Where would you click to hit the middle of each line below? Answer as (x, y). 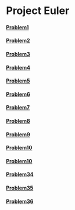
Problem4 (18, 67)
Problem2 (18, 41)
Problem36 (20, 201)
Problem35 (20, 188)
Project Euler (38, 11)
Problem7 (18, 108)
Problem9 (18, 134)
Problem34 (20, 174)
